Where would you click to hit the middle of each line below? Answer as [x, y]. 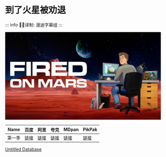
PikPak [90, 130]
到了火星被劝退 [36, 10]
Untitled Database [23, 149]
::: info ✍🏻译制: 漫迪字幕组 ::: [34, 25]
